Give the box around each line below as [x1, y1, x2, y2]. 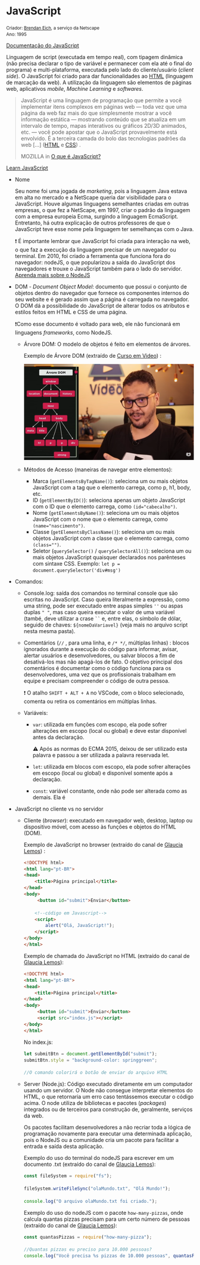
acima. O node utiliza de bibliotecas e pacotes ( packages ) [23, 1100, 167, 1107]
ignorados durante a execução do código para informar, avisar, [23, 645, 179, 652]
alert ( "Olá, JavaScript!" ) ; [45, 923, 115, 929]
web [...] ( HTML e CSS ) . [20, 141, 82, 148]
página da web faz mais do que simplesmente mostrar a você [20, 109, 172, 116]
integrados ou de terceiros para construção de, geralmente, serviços [23, 1106, 193, 1113]
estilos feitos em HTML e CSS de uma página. [14, 308, 128, 315]
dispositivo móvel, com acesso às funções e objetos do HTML [23, 823, 177, 830]
